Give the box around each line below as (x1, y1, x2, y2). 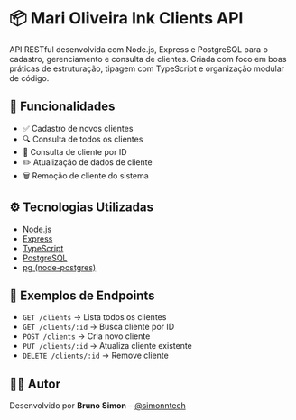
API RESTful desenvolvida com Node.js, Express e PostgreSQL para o (9, 43, 269, 55)
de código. (9, 72, 50, 83)
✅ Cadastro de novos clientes (22, 123, 134, 133)
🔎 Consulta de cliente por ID (22, 146, 127, 157)
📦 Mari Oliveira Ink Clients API (9, 8, 244, 29)
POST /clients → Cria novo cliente (22, 331, 151, 342)
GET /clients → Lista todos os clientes (22, 312, 167, 323)
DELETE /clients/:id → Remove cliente (22, 350, 169, 361)
